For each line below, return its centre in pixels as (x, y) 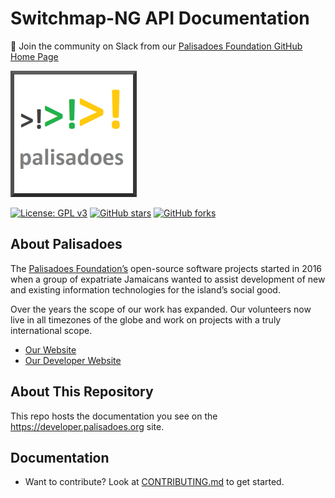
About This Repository (82, 392)
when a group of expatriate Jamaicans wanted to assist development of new (168, 279)
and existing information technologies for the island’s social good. (145, 289)
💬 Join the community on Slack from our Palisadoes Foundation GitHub (156, 46)
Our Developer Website (73, 360)
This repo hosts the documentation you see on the (114, 416)
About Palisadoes (66, 244)
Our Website (50, 349)
